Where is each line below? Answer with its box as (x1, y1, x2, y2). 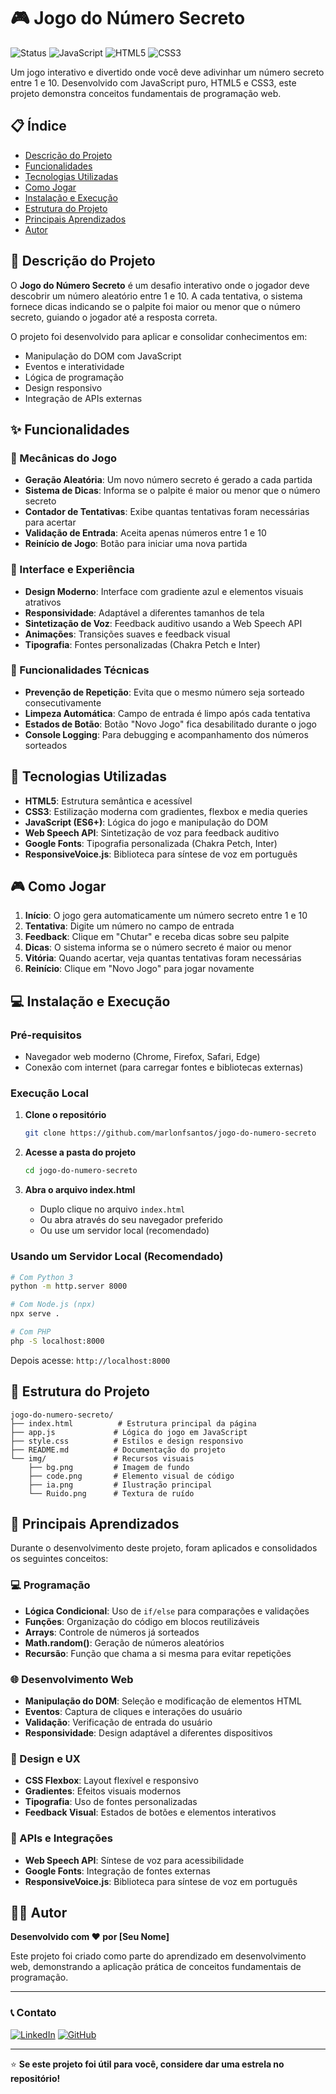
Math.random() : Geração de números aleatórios (24, 1636, 225, 1649)
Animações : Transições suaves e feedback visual (24, 628, 231, 640)
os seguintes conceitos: (10, 1553, 109, 1565)
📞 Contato (10, 2006, 57, 2020)
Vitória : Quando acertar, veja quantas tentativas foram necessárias (24, 952, 302, 964)
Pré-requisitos (10, 1028, 82, 1042)
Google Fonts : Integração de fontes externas (24, 1865, 211, 1877)
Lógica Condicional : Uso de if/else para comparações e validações (24, 1605, 310, 1617)
